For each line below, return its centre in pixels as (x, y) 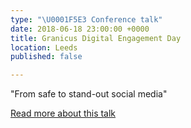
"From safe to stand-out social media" (89, 94)
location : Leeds (44, 47)
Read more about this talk (63, 113)
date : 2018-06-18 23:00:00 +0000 (80, 29)
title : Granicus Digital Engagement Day (96, 38)
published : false (46, 57)
